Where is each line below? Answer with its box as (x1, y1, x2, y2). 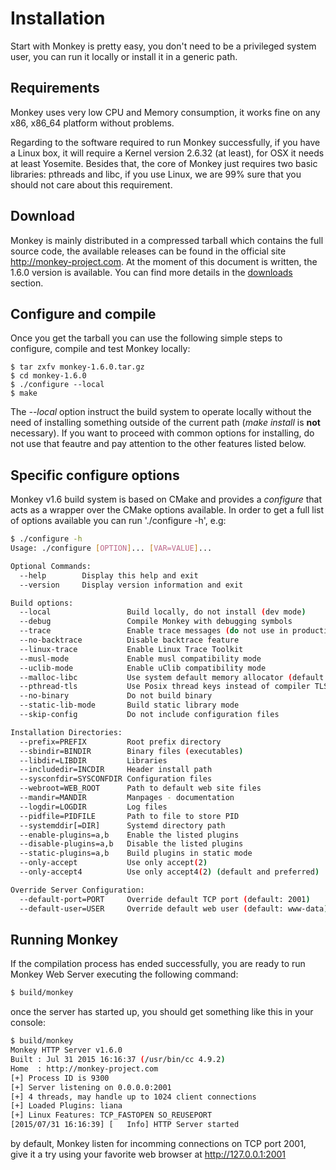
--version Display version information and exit (19, 580, 244, 590)
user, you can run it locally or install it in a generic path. (10, 50, 238, 62)
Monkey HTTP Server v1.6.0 (10, 1045, 123, 1056)
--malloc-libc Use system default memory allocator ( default (19, 672, 325, 682)
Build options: (10, 598, 74, 608)
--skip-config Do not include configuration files (19, 710, 280, 720)
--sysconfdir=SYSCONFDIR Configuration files (19, 774, 213, 784)
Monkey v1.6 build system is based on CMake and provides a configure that (10, 493, 323, 506)
